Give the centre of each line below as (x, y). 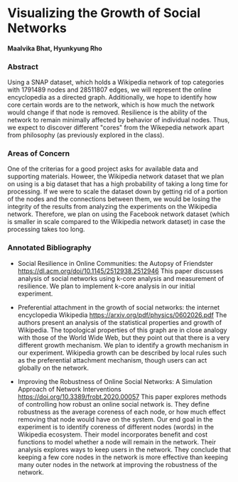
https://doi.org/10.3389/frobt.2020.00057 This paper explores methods (122, 397)
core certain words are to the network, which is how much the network (111, 105)
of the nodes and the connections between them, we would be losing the (114, 199)
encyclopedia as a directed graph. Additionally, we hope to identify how (112, 97)
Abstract (23, 67)
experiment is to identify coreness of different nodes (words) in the (116, 427)
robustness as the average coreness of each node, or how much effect (121, 412)
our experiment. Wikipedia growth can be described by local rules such (122, 353)
